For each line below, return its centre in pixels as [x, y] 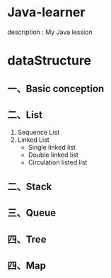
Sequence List [39, 133]
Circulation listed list [58, 162]
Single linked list [52, 148]
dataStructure [49, 61]
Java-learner [46, 12]
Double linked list [53, 155]
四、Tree [27, 239]
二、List [25, 115]
